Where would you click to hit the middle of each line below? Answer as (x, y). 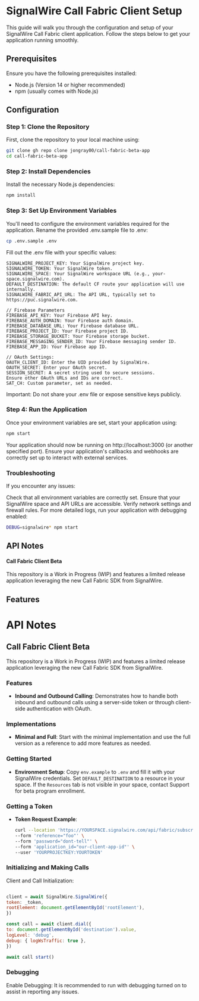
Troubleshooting (31, 473)
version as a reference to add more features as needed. (83, 744)
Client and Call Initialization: (40, 881)
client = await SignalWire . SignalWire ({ (57, 897)
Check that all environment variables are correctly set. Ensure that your (93, 498)
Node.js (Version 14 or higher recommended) (70, 85)
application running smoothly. (42, 40)
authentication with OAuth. (59, 709)
